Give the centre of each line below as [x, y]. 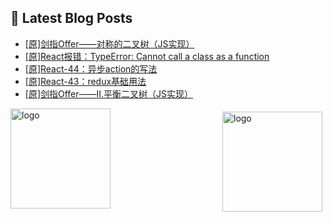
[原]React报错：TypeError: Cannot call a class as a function [147, 56]
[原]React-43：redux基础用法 [85, 81]
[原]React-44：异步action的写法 [91, 68]
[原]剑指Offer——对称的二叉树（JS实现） [109, 43]
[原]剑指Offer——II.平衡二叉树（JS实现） [109, 93]
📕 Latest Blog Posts [71, 18]
